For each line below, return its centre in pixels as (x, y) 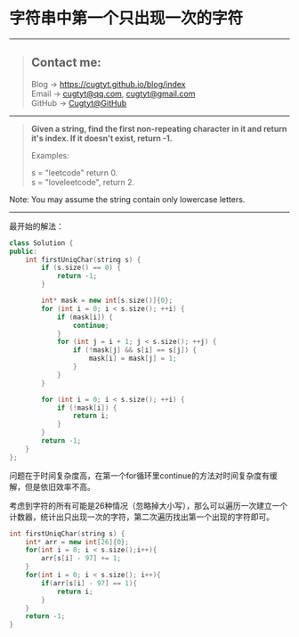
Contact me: (66, 63)
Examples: (50, 155)
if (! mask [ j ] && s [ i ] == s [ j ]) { (135, 350)
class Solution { (41, 243)
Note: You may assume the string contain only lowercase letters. (127, 199)
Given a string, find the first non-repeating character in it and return (159, 128)
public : (24, 251)
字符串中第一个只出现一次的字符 (126, 18)
